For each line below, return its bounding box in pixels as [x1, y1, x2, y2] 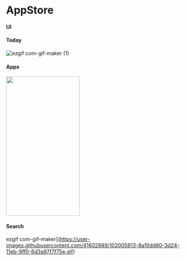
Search [6, 222, 25, 229]
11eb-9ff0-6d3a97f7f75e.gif [6, 248, 73, 255]
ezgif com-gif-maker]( [6, 236, 60, 243]
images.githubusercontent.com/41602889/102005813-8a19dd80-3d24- [6, 242, 180, 249]
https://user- [59, 236, 90, 243]
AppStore [6, 4, 54, 17]
